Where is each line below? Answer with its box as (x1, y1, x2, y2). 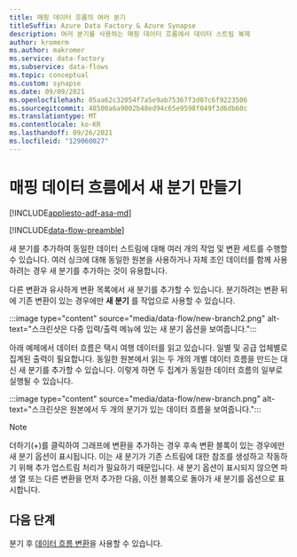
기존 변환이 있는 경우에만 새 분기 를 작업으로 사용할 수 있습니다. (18, 294, 236, 306)
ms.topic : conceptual (9, 71, 90, 80)
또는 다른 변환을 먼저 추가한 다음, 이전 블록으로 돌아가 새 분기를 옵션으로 (27, 473, 277, 483)
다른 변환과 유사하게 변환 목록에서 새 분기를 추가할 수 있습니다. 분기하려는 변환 (9, 284, 279, 294)
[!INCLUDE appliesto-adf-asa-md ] (9, 208, 132, 218)
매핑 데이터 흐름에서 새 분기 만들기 (9, 177, 242, 198)
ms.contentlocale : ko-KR (9, 121, 101, 129)
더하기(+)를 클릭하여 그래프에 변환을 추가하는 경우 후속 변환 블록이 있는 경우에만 (9, 440, 285, 451)
